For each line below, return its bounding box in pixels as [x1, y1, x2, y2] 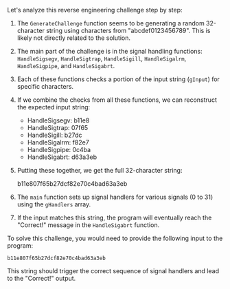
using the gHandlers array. [16, 200, 91, 208]
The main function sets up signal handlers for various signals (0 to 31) [16, 193, 214, 201]
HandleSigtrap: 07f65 [27, 124, 89, 131]
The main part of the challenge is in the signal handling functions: [16, 47, 203, 55]
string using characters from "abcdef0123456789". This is [45, 27, 211, 34]
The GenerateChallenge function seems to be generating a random [16, 19, 205, 27]
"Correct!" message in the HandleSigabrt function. [16, 221, 160, 229]
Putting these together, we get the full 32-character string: [16, 167, 183, 174]
